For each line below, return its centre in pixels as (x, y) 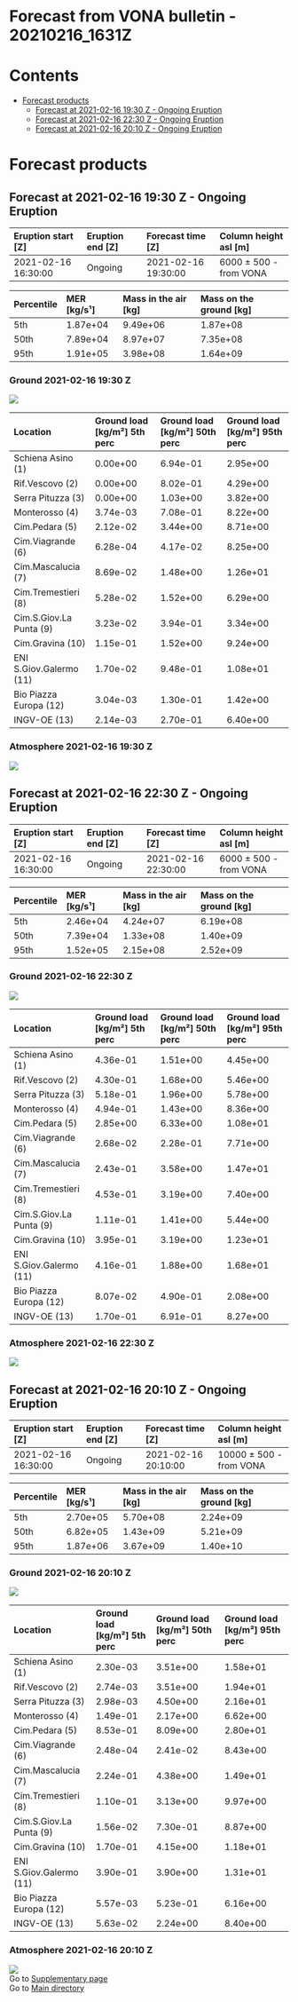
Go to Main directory (47, 1988)
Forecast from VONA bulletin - (123, 16)
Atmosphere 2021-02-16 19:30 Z (81, 747)
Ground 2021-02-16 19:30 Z (70, 381)
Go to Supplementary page (59, 1978)
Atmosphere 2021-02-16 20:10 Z (81, 1951)
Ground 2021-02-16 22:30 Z (71, 977)
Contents (44, 76)
